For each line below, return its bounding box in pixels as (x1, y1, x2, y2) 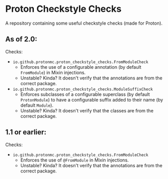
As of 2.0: (5, 35, 37, 44)
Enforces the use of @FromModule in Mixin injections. (20, 157, 129, 163)
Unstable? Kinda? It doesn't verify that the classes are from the (20, 107, 154, 113)
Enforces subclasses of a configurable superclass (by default (20, 91, 150, 97)
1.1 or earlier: (5, 128, 47, 136)
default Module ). (20, 102, 54, 108)
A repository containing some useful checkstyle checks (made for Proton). (5, 20, 163, 26)
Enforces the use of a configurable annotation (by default (20, 64, 142, 70)
